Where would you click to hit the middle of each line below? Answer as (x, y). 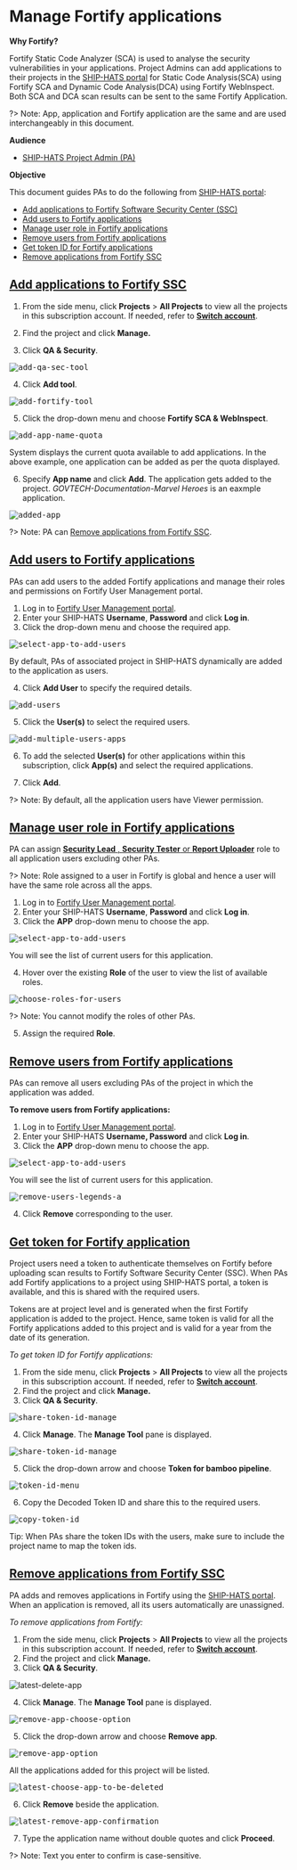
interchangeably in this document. (72, 123)
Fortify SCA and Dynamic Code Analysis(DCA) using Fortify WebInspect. (142, 86)
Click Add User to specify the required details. (107, 687)
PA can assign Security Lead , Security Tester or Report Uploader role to (144, 849)
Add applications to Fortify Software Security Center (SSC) (130, 209)
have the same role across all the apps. (81, 885)
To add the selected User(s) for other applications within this (134, 756)
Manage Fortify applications (116, 16)
